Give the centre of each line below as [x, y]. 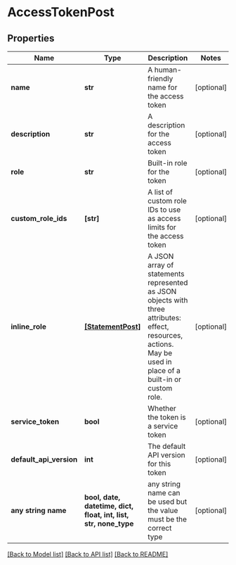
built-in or [164, 379]
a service [163, 426]
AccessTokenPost [61, 12]
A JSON [160, 256]
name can [164, 493]
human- [168, 70]
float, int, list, [106, 515]
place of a [164, 370]
